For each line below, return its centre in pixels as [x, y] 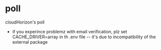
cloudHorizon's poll [25, 22]
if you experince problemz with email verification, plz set [70, 31]
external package [30, 42]
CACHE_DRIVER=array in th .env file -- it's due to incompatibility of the [84, 37]
